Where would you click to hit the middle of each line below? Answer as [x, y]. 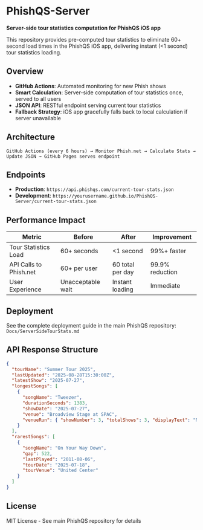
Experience [25, 289]
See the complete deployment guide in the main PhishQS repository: [91, 325]
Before [83, 237]
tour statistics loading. [34, 52]
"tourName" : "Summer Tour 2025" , [54, 369]
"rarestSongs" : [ [34, 437]
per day [123, 272]
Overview [25, 72]
